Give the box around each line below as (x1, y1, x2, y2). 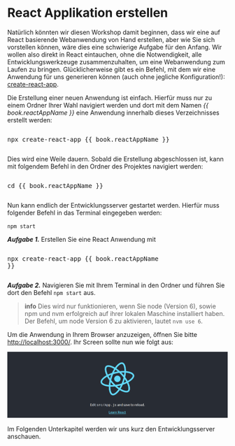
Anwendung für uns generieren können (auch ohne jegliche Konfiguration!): (7, 72, 225, 81)
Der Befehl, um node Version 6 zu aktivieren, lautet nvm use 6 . (24, 317, 203, 325)
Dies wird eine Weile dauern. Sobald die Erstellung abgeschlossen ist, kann (7, 154, 224, 163)
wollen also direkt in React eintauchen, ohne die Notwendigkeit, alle (7, 50, 202, 59)
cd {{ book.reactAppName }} (7, 182, 104, 189)
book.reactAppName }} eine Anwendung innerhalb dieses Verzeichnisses (7, 108, 220, 117)
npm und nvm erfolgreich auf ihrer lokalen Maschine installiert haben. (24, 309, 225, 317)
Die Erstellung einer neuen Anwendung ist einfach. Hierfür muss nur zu (7, 93, 212, 102)
